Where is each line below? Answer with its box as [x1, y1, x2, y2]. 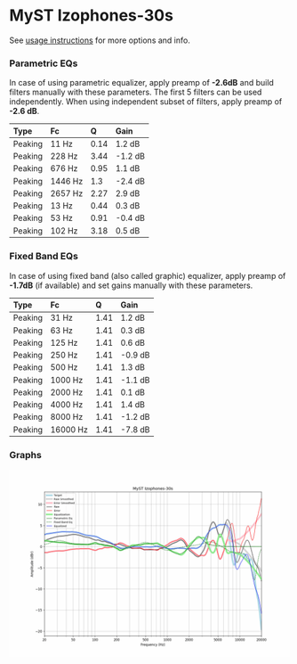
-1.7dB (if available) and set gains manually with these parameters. [9, 280, 253, 291]
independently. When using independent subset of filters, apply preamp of [9, 96, 283, 107]
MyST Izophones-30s [9, 5, 173, 26]
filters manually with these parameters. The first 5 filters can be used [9, 86, 262, 98]
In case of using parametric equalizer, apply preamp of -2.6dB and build [9, 78, 274, 88]
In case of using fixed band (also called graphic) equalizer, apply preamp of [9, 270, 286, 281]
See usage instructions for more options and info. [9, 35, 191, 45]
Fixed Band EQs [9, 250, 78, 263]
